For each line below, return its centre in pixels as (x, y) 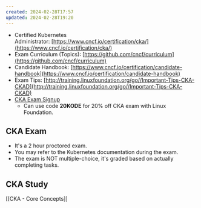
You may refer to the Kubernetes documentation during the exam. (96, 152)
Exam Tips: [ (30, 80)
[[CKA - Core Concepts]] (37, 199)
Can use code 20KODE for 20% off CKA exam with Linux (95, 106)
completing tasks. (37, 165)
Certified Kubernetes (41, 35)
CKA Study (27, 184)
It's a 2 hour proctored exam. (51, 146)
